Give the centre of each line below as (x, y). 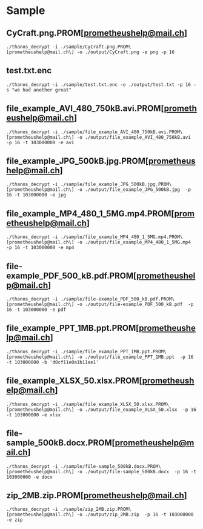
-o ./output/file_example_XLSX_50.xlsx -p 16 (137, 410)
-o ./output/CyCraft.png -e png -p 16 (125, 52)
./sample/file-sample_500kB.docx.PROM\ (111, 466)
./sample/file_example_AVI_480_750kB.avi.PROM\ (121, 132)
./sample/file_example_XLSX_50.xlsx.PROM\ (115, 404)
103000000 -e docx (29, 477)
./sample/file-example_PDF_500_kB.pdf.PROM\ (117, 299)
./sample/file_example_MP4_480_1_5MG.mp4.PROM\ (121, 237)
